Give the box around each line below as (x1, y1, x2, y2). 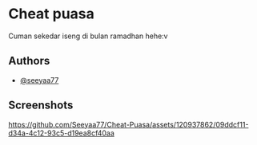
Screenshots (8, 99, 74, 112)
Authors (8, 54, 50, 68)
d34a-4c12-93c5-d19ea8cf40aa (8, 128, 114, 138)
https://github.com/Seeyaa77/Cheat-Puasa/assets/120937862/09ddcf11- (8, 120, 249, 129)
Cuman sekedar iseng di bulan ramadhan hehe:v (8, 31, 168, 41)
